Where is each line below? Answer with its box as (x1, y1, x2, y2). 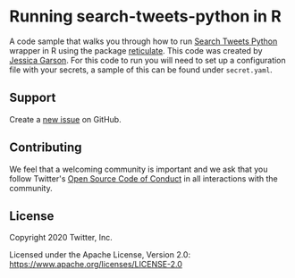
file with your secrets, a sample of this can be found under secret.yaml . (9, 64, 273, 75)
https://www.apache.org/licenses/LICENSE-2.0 (9, 259, 183, 270)
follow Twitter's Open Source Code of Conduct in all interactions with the (9, 173, 279, 184)
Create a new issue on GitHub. (9, 114, 122, 124)
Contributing (9, 140, 82, 156)
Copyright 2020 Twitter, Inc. (9, 232, 114, 243)
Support (9, 90, 56, 105)
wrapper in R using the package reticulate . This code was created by (9, 45, 263, 55)
